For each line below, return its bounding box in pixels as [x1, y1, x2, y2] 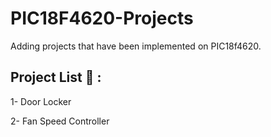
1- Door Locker [10, 95, 72, 107]
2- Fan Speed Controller [10, 115, 110, 127]
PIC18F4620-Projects [10, 7, 194, 30]
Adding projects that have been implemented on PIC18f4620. [10, 40, 262, 52]
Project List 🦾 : [10, 69, 102, 86]
